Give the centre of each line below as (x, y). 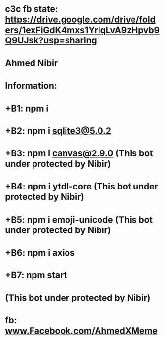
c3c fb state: (32, 9)
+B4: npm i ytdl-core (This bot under (82, 187)
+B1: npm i (27, 108)
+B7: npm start (36, 275)
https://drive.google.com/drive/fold (81, 19)
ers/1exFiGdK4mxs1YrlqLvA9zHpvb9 (82, 30)
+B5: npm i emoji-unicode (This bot (79, 219)
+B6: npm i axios (40, 252)
